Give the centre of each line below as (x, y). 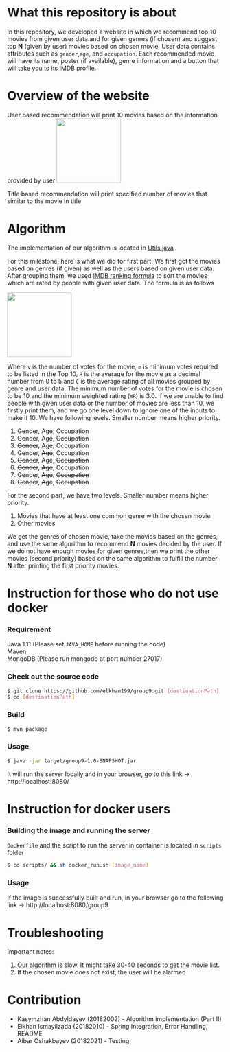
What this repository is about (92, 13)
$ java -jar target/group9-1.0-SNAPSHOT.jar (72, 761)
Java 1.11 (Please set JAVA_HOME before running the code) (87, 644)
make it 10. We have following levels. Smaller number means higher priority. (114, 417)
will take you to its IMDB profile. (52, 68)
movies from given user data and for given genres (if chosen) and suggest (112, 38)
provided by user (31, 180)
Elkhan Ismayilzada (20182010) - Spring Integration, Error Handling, (112, 1027)
